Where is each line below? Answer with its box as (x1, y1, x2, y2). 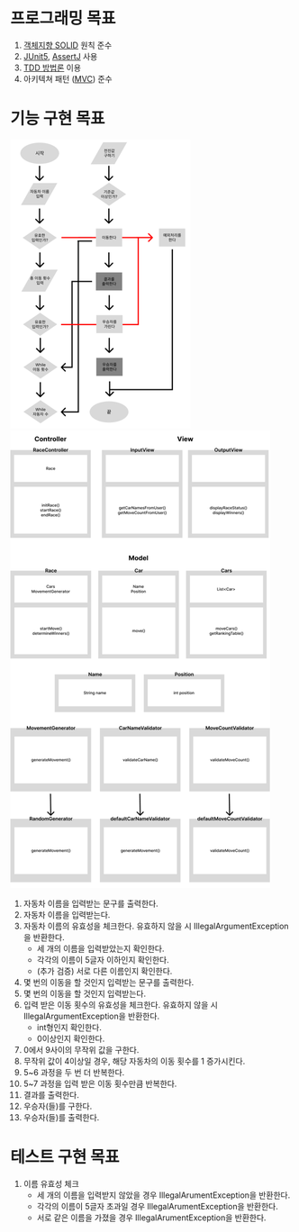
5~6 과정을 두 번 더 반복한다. (23, 1066, 125, 1077)
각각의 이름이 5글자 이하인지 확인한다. (36, 954, 169, 965)
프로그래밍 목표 (10, 8, 116, 29)
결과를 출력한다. (23, 1089, 79, 1100)
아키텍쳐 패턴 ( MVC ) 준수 (23, 73, 113, 84)
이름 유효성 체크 (23, 1178, 79, 1189)
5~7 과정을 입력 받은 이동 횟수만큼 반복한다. (23, 1078, 177, 1089)
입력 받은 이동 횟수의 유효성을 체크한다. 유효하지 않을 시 (23, 999, 219, 1010)
